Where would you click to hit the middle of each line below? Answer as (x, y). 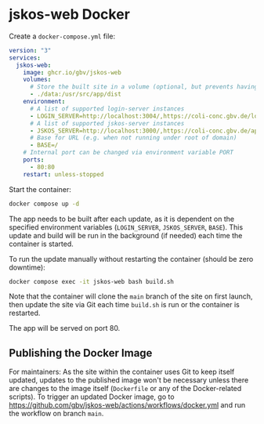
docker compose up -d (44, 204)
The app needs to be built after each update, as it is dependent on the (121, 219)
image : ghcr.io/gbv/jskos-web (72, 72)
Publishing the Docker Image (81, 353)
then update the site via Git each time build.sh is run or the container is (124, 305)
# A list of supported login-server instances (107, 109)
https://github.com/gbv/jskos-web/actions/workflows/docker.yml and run (127, 405)
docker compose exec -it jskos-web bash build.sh (92, 281)
